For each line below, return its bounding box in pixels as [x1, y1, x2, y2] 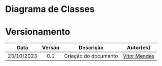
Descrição [79, 44, 104, 51]
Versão [42, 44, 60, 51]
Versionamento [5, 26, 71, 38]
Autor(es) [127, 44, 151, 51]
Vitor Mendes [123, 53, 155, 60]
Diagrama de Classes [5, 3, 95, 15]
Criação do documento [64, 53, 118, 60]
